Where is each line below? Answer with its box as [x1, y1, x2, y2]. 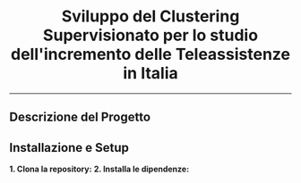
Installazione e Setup [9, 140, 130, 155]
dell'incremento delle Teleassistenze [10, 45, 291, 64]
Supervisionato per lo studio [43, 25, 258, 46]
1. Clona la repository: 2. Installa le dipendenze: [9, 163, 190, 175]
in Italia [123, 63, 178, 84]
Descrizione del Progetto [9, 110, 150, 125]
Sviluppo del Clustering [61, 6, 240, 27]
